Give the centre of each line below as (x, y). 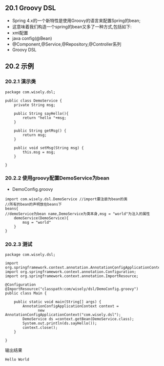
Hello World (17, 360)
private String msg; (35, 105)
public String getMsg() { (40, 131)
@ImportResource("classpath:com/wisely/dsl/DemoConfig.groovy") (72, 289)
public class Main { (26, 293)
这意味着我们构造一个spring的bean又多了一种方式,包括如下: (72, 26)
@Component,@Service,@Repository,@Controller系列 (67, 44)
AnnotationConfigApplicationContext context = (71, 306)
